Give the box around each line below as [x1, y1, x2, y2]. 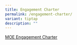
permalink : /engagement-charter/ [5, 12, 73, 17]
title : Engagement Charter [5, 7, 60, 12]
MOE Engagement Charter [5, 34, 58, 40]
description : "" [5, 21, 38, 26]
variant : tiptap [5, 16, 38, 21]
